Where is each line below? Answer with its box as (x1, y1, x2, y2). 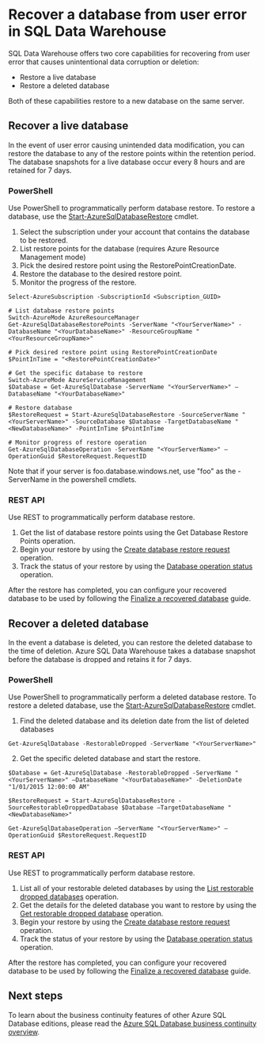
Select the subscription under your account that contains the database (19, 228, 251, 237)
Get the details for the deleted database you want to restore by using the (19, 900, 257, 909)
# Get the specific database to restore (8, 369, 144, 377)
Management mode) (19, 252, 86, 262)
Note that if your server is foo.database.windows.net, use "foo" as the (8, 466, 237, 476)
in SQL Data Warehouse (8, 22, 167, 40)
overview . (8, 1027, 40, 1036)
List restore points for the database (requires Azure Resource (19, 244, 220, 254)
